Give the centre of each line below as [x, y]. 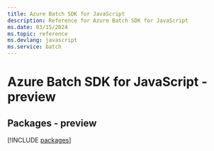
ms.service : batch [34, 47]
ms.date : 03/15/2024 [38, 27]
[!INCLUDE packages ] [39, 140]
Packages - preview [52, 123]
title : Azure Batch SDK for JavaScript [66, 14]
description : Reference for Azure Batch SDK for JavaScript [98, 21]
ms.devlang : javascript [43, 40]
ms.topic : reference [38, 34]
